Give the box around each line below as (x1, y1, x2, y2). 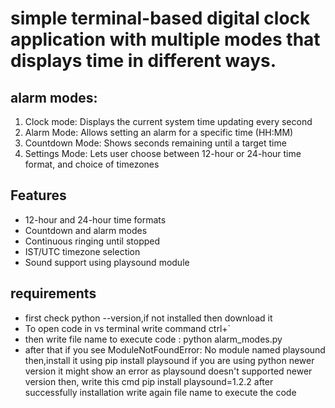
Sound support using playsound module (24, 256, 190, 268)
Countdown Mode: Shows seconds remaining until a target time (24, 137, 287, 149)
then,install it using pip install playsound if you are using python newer (24, 354, 315, 366)
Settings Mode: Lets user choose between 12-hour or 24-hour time (24, 148, 302, 159)
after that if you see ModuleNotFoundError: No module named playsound (24, 343, 326, 356)
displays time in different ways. (10, 50, 277, 72)
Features (10, 187, 67, 204)
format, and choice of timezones (24, 158, 160, 170)
